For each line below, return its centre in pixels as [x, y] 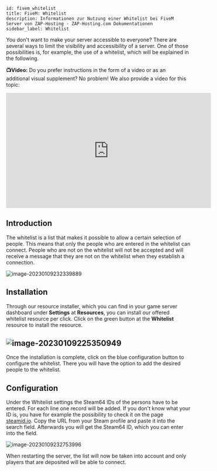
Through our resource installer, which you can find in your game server [92, 306]
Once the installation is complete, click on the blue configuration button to [95, 357]
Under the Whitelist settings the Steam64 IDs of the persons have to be [92, 402]
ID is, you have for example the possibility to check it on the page [85, 415]
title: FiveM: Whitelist [36, 13]
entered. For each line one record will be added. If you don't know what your [98, 408]
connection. [20, 262]
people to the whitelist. [34, 370]
